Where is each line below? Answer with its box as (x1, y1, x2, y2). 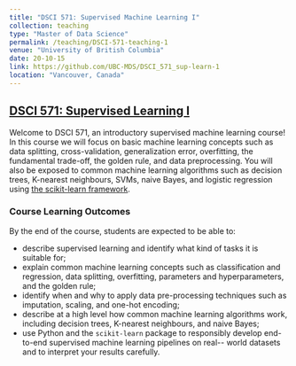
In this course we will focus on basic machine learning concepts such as (9, 136, 274, 147)
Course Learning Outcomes (9, 206, 131, 218)
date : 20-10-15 (9, 54, 66, 63)
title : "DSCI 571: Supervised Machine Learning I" (9, 12, 200, 22)
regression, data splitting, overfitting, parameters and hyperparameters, (21, 271, 284, 282)
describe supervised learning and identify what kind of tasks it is (21, 243, 259, 253)
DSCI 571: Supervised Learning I (9, 104, 191, 119)
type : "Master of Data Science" (9, 29, 129, 38)
